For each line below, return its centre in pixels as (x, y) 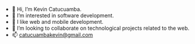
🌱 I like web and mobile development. (58, 22)
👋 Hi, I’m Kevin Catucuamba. (47, 9)
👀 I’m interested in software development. (63, 15)
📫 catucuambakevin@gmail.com (52, 35)
